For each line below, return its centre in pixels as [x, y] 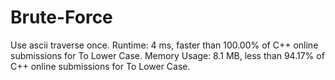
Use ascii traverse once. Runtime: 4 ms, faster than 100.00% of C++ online [164, 45]
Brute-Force [61, 17]
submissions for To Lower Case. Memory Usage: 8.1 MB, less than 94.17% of [167, 55]
